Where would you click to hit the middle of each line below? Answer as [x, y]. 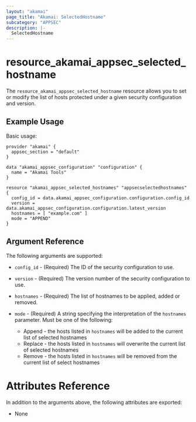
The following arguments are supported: [55, 256]
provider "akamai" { [31, 147]
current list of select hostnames [61, 362]
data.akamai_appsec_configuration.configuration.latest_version [86, 208]
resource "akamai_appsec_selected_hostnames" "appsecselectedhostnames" [97, 188]
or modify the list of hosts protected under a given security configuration [94, 97]
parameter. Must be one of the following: [63, 319]
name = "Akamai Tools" [39, 172]
